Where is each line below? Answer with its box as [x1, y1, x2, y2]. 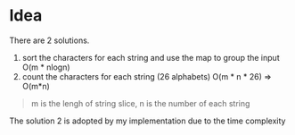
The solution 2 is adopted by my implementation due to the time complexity [9, 115, 286, 126]
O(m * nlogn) [21, 62, 70, 72]
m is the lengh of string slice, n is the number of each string [30, 97, 250, 108]
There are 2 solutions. [9, 35, 90, 46]
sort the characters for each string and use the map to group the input [21, 52, 280, 63]
